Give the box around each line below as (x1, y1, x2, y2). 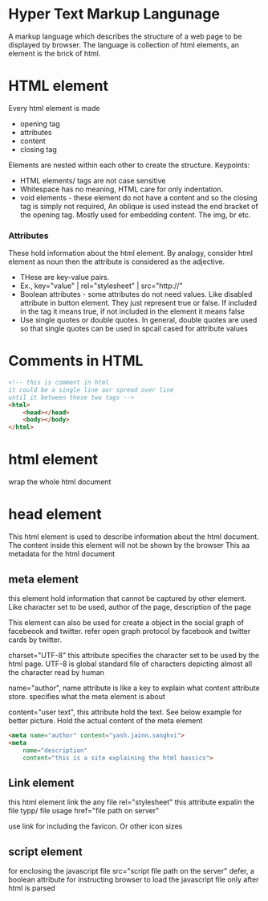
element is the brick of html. (8, 48, 101, 58)
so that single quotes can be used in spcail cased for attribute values (19, 323, 249, 334)
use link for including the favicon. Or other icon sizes (8, 821, 183, 831)
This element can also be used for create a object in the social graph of (8, 617, 245, 627)
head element (8, 505, 102, 524)
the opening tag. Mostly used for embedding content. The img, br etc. (19, 210, 251, 220)
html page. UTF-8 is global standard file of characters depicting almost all (8, 659, 253, 669)
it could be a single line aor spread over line (8, 385, 174, 394)
